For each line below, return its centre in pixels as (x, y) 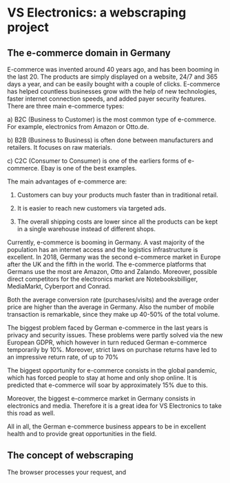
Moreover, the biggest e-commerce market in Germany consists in (102, 398)
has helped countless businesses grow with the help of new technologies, (112, 91)
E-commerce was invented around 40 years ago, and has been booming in (113, 69)
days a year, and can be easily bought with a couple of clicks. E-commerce (114, 84)
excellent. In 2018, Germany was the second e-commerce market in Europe (114, 257)
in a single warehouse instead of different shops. (86, 229)
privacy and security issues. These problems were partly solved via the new (115, 335)
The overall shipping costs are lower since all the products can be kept (117, 221)
